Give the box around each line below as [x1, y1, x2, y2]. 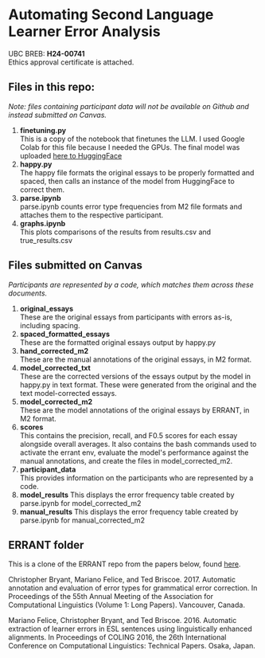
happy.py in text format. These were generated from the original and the [19, 380, 257, 390]
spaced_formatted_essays [19, 329, 110, 339]
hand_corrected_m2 [19, 346, 89, 355]
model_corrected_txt [19, 362, 92, 372]
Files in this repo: [8, 80, 95, 94]
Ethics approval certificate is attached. [8, 57, 134, 67]
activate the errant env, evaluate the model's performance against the [19, 448, 249, 457]
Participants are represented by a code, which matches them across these [8, 280, 254, 289]
